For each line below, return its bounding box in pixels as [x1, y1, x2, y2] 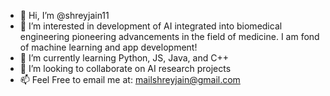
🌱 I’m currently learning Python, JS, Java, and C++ [19, 52, 229, 64]
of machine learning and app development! [19, 41, 198, 53]
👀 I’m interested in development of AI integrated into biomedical [19, 20, 283, 32]
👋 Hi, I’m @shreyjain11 [19, 10, 110, 21]
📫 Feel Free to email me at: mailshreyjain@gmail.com [19, 74, 241, 85]
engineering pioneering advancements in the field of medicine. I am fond [19, 31, 320, 42]
